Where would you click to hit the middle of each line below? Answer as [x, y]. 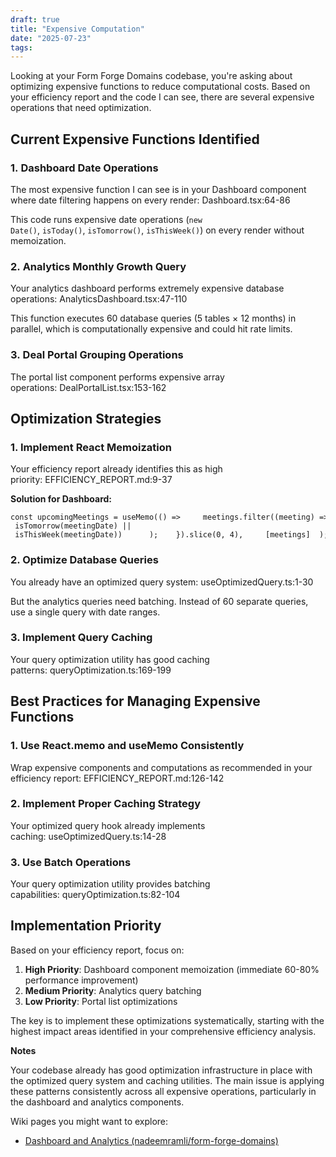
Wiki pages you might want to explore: [89, 1121]
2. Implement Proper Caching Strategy [106, 804]
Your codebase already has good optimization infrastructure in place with [161, 1070]
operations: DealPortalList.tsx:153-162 [88, 387]
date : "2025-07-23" [51, 38]
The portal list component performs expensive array [117, 377]
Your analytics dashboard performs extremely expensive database [147, 288]
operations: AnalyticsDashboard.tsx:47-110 [99, 299]
